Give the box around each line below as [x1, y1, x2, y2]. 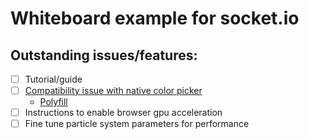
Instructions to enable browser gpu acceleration [24, 107, 223, 119]
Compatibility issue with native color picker [24, 85, 203, 97]
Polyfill [39, 96, 68, 108]
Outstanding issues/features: [10, 47, 198, 64]
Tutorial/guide [24, 73, 83, 85]
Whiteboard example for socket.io [10, 7, 300, 30]
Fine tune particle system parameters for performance [24, 118, 250, 130]
